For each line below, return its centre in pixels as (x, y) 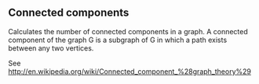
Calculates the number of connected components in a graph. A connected (128, 31)
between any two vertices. (51, 48)
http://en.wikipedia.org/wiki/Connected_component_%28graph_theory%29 (129, 71)
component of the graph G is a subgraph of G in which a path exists (118, 40)
